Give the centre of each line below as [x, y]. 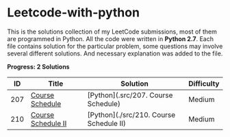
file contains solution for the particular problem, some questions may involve [115, 46]
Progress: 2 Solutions [38, 66]
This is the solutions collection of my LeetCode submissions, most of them [112, 32]
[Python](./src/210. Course [131, 114]
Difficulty [204, 84]
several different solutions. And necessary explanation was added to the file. [115, 53]
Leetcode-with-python [74, 13]
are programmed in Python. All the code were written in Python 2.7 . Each [111, 38]
